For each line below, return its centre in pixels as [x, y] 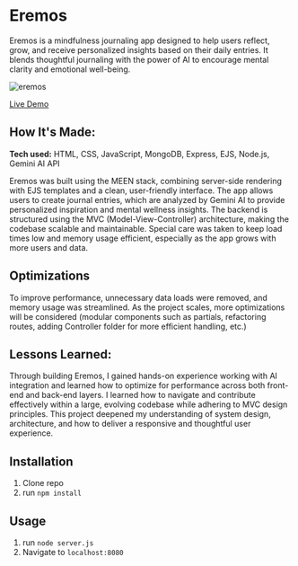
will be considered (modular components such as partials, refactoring [138, 316]
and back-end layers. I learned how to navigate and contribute [140, 395]
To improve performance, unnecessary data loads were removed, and [138, 297]
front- [278, 385]
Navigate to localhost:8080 [73, 552]
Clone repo [43, 483]
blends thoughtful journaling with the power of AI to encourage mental [139, 59]
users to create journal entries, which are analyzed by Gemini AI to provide [147, 199]
